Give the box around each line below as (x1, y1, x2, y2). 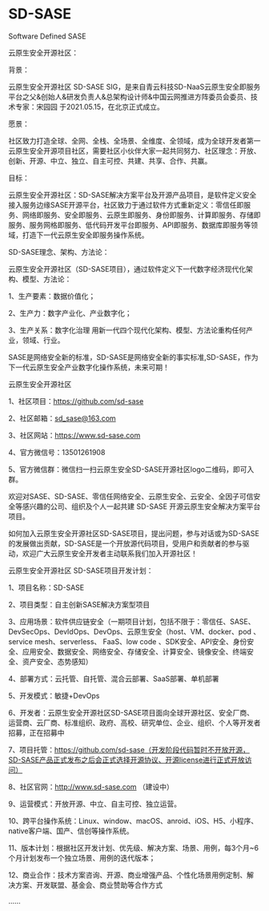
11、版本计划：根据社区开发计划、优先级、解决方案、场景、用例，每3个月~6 (8, 843, 259, 853)
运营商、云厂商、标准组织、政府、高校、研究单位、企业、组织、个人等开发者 (8, 718, 261, 728)
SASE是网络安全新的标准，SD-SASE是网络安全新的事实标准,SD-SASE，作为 (8, 352, 259, 361)
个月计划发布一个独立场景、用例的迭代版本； (8, 853, 156, 862)
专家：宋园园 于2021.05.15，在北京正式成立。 (14, 102, 164, 111)
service (8, 636, 34, 646)
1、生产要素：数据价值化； (8, 291, 96, 300)
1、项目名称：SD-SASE (8, 582, 85, 592)
